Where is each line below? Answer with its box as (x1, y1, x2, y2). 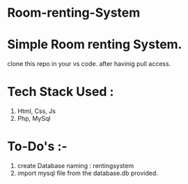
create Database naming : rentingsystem (17, 162, 134, 169)
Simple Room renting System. (7, 37, 182, 53)
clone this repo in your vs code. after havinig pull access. (7, 60, 171, 68)
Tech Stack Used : (7, 84, 114, 100)
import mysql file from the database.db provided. (17, 169, 158, 177)
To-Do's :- (7, 139, 68, 154)
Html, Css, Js (17, 107, 56, 115)
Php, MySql (17, 115, 51, 123)
